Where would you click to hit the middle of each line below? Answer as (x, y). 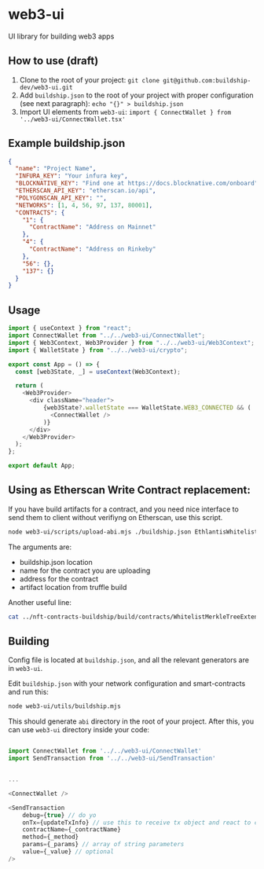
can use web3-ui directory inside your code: (79, 730)
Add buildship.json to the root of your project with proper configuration (136, 95)
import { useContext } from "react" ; (70, 328)
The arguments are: (40, 547)
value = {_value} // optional (68, 852)
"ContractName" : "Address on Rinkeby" (92, 249)
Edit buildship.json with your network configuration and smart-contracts (127, 684)
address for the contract (59, 578)
